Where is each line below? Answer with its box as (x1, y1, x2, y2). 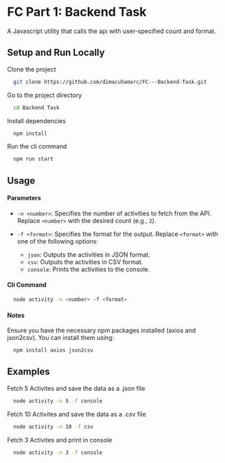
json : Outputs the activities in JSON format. (27, 250, 151, 259)
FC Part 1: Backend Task (7, 4, 147, 20)
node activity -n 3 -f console (13, 449, 103, 456)
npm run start (13, 155, 54, 162)
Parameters (7, 194, 41, 202)
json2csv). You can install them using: (7, 334, 115, 342)
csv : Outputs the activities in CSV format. (27, 257, 143, 266)
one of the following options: (16, 237, 98, 245)
